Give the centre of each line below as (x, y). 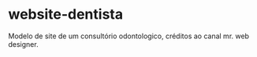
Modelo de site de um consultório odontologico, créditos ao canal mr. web (129, 36)
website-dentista (66, 14)
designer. (23, 44)
